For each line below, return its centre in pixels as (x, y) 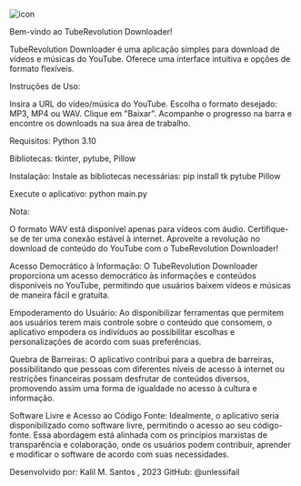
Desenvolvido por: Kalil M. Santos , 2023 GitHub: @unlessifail (125, 472)
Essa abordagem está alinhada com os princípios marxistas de (150, 435)
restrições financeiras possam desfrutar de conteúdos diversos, (130, 379)
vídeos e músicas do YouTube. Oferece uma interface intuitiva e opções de (150, 59)
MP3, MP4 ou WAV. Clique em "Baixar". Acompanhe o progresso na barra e (151, 113)
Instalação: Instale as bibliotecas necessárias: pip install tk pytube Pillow (145, 176)
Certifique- (268, 229)
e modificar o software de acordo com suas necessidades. (120, 454)
